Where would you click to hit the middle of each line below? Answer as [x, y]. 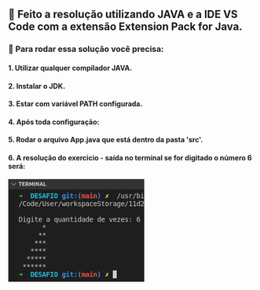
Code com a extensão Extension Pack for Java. [125, 27]
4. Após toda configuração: [54, 122]
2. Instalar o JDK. [37, 86]
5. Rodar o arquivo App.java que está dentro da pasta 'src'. [106, 140]
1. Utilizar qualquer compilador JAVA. [70, 68]
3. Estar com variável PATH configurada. [75, 104]
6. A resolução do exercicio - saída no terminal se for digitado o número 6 [130, 157]
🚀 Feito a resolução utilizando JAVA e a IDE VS [123, 15]
